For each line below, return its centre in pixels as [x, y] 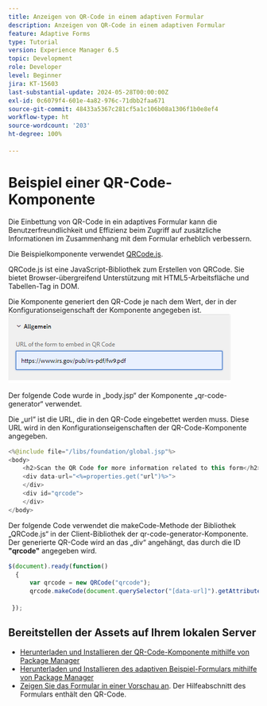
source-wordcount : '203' [49, 126]
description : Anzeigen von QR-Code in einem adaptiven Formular [117, 25]
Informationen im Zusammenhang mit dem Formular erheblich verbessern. [130, 238]
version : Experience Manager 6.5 [64, 50]
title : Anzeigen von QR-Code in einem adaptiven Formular [106, 17]
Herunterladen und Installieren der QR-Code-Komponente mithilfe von [135, 652]
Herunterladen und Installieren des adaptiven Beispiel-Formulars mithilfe [138, 669]
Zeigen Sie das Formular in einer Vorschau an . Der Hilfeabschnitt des [133, 685]
